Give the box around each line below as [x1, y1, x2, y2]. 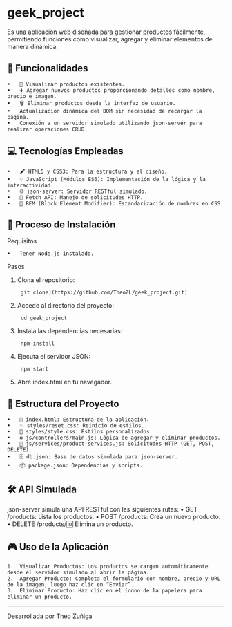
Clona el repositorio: [17, 276, 75, 284]
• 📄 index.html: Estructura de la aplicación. [7, 416, 150, 423]
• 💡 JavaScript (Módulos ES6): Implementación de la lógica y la [7, 176, 206, 183]
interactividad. [7, 182, 54, 189]
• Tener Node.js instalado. [7, 250, 95, 257]
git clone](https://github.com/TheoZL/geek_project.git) [20, 289, 188, 297]
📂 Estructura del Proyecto [7, 397, 119, 409]
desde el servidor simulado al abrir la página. [7, 569, 150, 576]
